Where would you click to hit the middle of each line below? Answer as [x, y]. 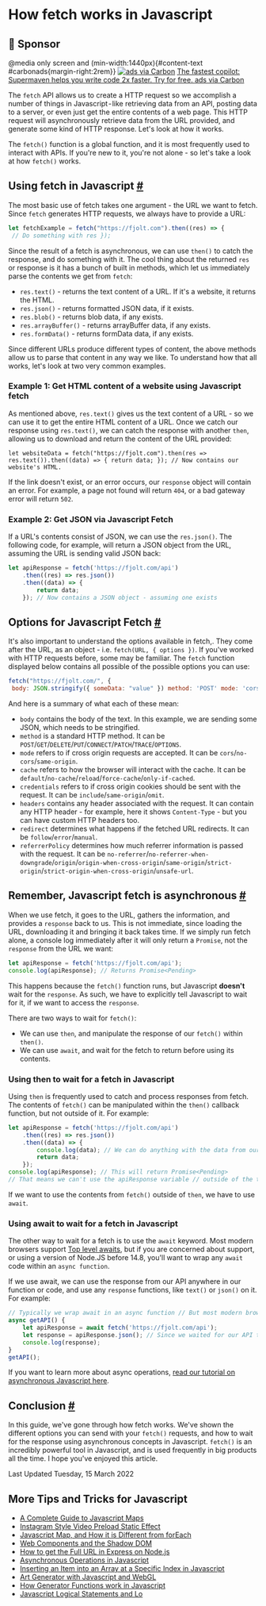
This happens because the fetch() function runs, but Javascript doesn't [127, 985]
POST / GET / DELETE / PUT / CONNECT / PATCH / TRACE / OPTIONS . [101, 744]
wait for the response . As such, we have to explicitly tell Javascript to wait [128, 994]
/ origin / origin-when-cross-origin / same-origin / [129, 863]
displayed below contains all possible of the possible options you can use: [129, 667]
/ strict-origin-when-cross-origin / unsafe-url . [117, 871]
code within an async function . [59, 1266]
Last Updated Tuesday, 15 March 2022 [71, 1474]
